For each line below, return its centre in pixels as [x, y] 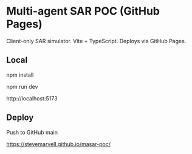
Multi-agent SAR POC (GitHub [83, 11]
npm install [20, 75]
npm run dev [22, 86]
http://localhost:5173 [32, 98]
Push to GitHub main [32, 132]
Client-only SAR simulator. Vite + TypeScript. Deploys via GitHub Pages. [96, 41]
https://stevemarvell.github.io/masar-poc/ [59, 144]
